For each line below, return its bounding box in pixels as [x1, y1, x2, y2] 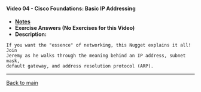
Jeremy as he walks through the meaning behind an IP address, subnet [6, 53, 186, 59]
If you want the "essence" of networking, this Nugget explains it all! [6, 42, 191, 48]
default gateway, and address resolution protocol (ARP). [6, 63, 154, 69]
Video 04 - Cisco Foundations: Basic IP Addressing [6, 5, 136, 12]
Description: [14, 30, 47, 38]
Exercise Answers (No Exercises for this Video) [14, 24, 135, 32]
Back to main [6, 79, 39, 87]
